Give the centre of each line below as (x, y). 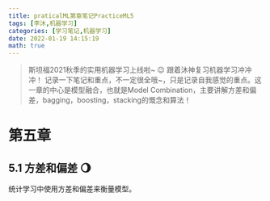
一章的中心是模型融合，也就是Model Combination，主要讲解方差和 (139, 90)
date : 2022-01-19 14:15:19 (54, 38)
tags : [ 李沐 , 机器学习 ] (43, 23)
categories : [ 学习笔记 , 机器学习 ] (60, 31)
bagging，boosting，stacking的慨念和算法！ (117, 100)
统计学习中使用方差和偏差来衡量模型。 (72, 189)
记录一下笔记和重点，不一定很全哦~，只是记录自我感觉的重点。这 (153, 80)
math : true (27, 46)
